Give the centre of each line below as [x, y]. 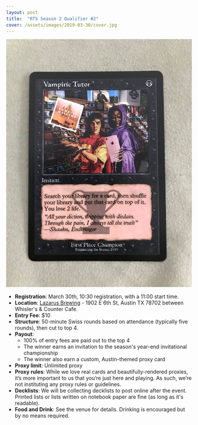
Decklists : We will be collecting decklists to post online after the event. [101, 391]
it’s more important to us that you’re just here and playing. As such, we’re [103, 378]
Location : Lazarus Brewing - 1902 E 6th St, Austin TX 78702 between [99, 303]
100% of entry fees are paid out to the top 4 [77, 341]
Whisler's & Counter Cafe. [46, 309]
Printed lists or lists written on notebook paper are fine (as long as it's [99, 397]
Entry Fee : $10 [32, 315]
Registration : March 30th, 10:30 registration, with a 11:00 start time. [97, 297]
